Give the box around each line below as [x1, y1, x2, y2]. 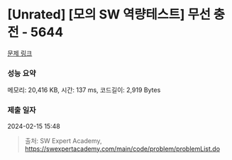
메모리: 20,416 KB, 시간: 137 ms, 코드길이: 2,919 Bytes [7, 86, 161, 94]
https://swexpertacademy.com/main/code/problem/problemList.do [24, 144, 221, 153]
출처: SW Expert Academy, [24, 136, 102, 145]
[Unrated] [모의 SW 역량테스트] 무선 [7, 6, 211, 23]
